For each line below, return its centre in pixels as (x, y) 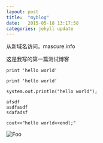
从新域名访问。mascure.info (41, 46)
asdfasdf (17, 108)
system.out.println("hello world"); (52, 92)
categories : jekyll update (40, 29)
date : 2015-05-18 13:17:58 (43, 23)
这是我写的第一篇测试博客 (38, 59)
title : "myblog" (28, 17)
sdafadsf (17, 113)
